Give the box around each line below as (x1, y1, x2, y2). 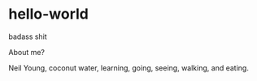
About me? (8, 47, 46, 57)
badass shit (8, 32, 47, 41)
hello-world (8, 5, 89, 23)
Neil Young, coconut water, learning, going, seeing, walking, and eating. (8, 62, 250, 73)
